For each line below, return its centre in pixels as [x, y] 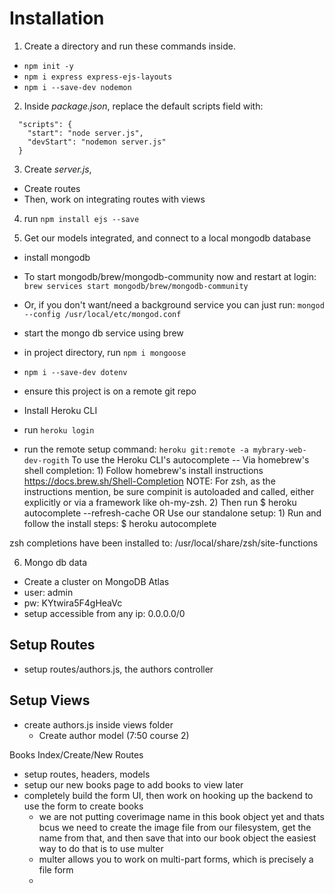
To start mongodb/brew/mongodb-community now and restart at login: [170, 276]
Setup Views [50, 700]
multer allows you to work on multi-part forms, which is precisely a [176, 859]
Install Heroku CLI [60, 410]
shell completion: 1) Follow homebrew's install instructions [143, 470]
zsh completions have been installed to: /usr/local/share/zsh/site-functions [164, 543]
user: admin [48, 592]
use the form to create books [83, 806]
